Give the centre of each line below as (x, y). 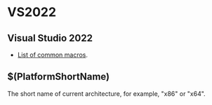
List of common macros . (53, 55)
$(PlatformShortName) (59, 77)
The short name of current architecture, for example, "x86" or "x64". (106, 93)
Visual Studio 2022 (50, 38)
